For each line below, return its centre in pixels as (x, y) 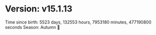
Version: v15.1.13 (39, 9)
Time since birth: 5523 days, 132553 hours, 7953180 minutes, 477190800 (78, 22)
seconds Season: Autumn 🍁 (33, 27)
